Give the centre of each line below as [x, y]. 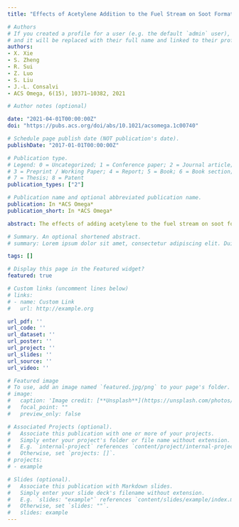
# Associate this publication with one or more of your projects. [111, 433]
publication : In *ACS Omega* [51, 204]
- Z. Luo [20, 73]
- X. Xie [20, 54]
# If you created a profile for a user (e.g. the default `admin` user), [119, 34]
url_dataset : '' [31, 335]
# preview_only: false [44, 414]
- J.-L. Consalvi [33, 86]
